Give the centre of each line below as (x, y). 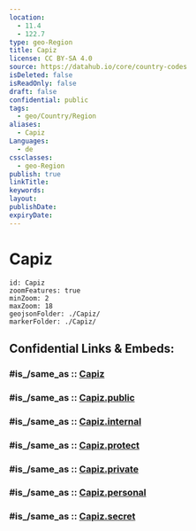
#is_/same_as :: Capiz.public (72, 397)
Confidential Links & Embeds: (92, 348)
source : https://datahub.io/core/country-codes (98, 67)
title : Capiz (33, 51)
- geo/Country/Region (57, 116)
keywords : (27, 191)
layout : (23, 199)
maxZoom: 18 (31, 306)
